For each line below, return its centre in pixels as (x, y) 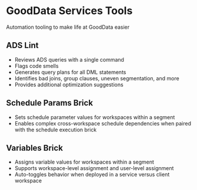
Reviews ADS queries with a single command (69, 59)
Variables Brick (35, 148)
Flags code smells (36, 66)
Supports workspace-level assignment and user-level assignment (94, 168)
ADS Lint (22, 45)
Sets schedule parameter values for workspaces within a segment (95, 117)
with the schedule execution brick (56, 130)
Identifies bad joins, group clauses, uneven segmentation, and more (97, 78)
